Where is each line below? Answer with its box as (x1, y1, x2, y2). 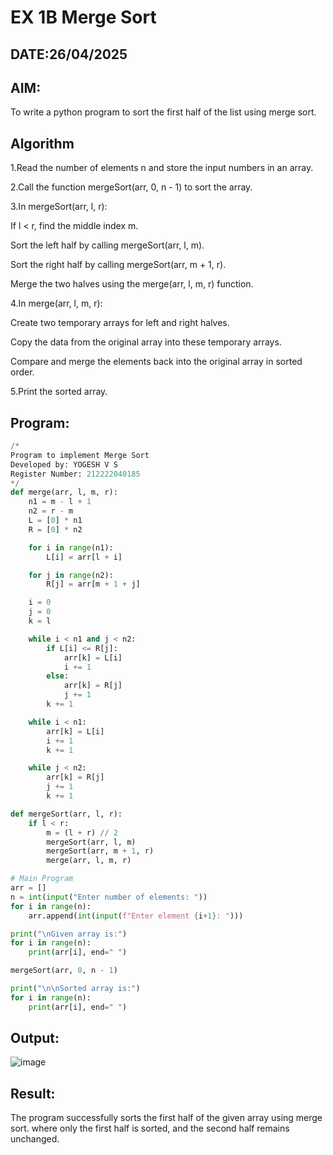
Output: (10, 1030, 60, 1047)
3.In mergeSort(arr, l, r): (10, 201, 108, 213)
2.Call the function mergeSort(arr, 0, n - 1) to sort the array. (10, 181, 253, 193)
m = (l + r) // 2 (46, 827, 118, 838)
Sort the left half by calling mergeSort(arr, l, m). (10, 239, 205, 251)
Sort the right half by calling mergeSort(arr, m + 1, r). (10, 259, 227, 271)
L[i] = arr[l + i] (46, 552, 123, 562)
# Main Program (10, 874, 74, 884)
